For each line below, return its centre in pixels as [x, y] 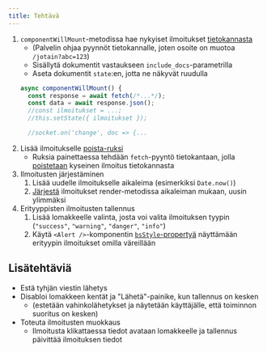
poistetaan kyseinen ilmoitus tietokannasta [103, 165]
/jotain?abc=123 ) [61, 56]
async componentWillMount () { [71, 88]
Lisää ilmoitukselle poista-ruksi [72, 148]
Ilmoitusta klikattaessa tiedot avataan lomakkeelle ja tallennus [134, 331]
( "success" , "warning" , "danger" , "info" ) [99, 225]
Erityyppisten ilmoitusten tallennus [77, 208]
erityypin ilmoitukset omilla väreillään [94, 243]
